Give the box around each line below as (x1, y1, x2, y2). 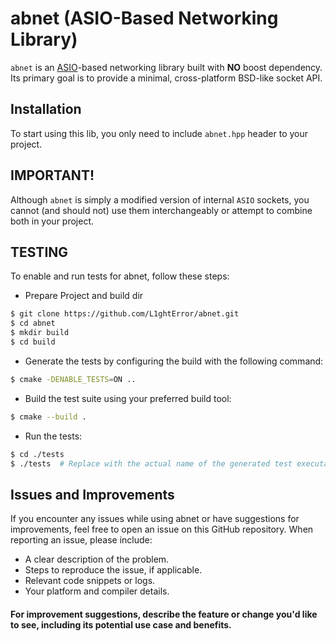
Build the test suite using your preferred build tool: (24, 392, 232, 404)
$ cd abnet (10, 318, 56, 329)
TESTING (10, 243, 69, 261)
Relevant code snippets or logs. (24, 575, 156, 587)
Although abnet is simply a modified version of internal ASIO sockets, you (10, 193, 310, 206)
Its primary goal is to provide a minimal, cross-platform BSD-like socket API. (10, 72, 323, 84)
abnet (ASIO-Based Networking (10, 7, 279, 30)
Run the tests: (24, 430, 83, 442)
